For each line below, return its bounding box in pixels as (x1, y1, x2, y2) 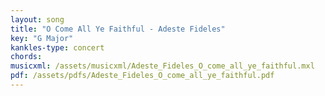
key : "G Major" (10, 33, 74, 43)
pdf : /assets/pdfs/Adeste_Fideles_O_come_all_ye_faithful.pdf (10, 71, 275, 81)
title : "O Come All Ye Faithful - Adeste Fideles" (10, 24, 226, 34)
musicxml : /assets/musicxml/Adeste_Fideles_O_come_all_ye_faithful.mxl (10, 61, 315, 71)
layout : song (10, 14, 65, 25)
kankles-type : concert (10, 42, 105, 53)
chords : (10, 52, 43, 62)
